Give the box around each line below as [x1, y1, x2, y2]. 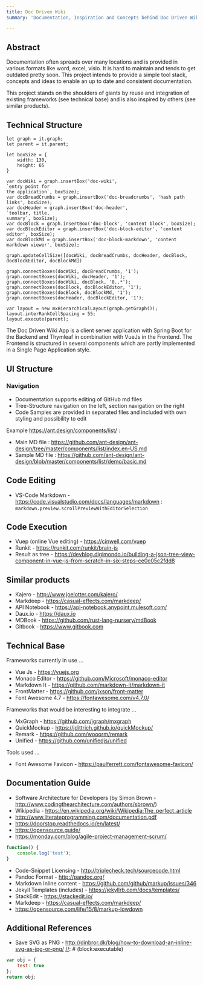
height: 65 [17, 162, 45, 168]
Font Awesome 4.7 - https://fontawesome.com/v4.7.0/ [14, 695, 150, 702]
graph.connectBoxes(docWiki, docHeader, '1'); [6, 274, 126, 280]
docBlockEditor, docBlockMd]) [6, 258, 83, 264]
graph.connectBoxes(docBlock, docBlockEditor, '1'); [6, 284, 142, 291]
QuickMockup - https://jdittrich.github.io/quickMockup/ [14, 724, 153, 731]
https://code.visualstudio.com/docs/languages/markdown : [14, 498, 163, 505]
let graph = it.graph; [6, 136, 63, 142]
